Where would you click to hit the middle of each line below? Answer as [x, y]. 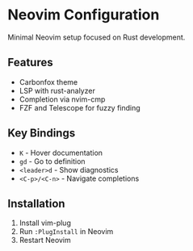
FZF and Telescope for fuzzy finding [80, 107]
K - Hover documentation [61, 153]
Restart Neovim [45, 241]
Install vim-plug [45, 223]
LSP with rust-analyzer [57, 90]
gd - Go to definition [52, 161]
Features [30, 63]
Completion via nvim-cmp [62, 99]
